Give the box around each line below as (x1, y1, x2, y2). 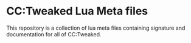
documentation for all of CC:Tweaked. (6, 30, 102, 38)
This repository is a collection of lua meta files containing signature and (6, 24, 186, 31)
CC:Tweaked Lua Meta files (6, 4, 148, 18)
